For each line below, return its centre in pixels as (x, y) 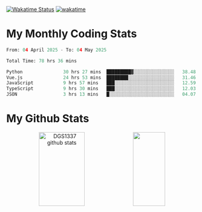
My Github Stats (48, 119)
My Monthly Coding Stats (72, 34)
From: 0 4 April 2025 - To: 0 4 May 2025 (57, 50)
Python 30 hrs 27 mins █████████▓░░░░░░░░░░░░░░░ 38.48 (101, 72)
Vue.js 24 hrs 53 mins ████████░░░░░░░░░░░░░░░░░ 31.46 (101, 78)
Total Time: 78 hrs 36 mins (42, 61)
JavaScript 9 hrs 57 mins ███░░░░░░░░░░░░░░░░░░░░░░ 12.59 (101, 83)
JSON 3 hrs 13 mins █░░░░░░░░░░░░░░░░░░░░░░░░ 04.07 (101, 94)
